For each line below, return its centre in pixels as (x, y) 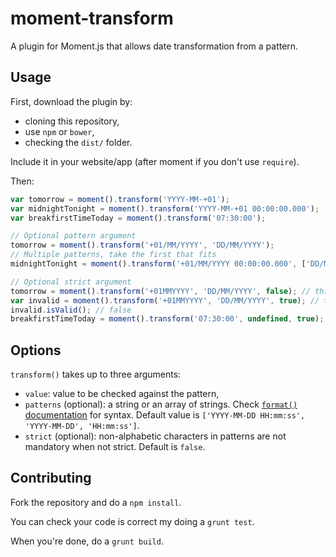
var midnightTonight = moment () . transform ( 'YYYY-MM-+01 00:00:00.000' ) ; (165, 208)
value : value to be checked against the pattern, (122, 394)
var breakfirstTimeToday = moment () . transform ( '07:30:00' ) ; (138, 218)
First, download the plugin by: (71, 101)
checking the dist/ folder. (78, 142)
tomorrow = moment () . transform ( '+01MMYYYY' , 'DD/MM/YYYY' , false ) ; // (160, 291)
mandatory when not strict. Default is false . (115, 447)
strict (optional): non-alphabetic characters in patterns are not (155, 436)
